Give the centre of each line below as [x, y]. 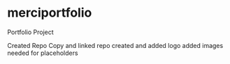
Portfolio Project [30, 32]
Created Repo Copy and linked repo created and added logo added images [115, 45]
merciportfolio [50, 13]
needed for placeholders [43, 53]
